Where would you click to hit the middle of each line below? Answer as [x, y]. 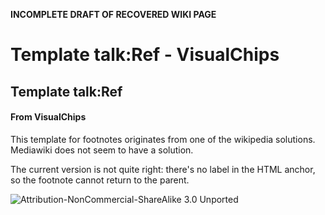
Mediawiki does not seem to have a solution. [102, 150]
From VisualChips [48, 117]
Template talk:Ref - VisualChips [145, 55]
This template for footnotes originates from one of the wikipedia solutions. [163, 139]
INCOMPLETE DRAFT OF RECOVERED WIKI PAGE [113, 14]
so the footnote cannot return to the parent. [100, 180]
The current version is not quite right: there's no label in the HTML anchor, [163, 169]
